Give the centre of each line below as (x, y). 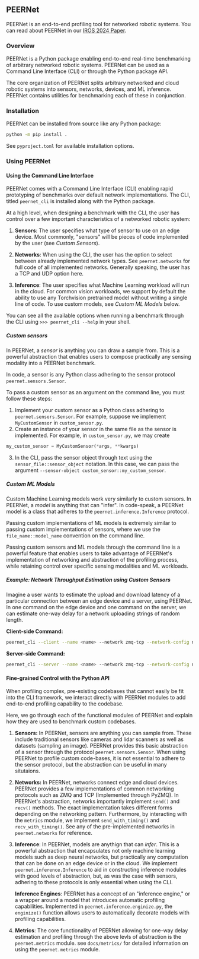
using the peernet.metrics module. (57, 949)
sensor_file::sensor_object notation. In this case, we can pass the (97, 464)
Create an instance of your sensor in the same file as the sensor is (95, 429)
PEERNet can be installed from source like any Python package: (84, 124)
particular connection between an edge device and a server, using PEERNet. (99, 601)
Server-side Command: (36, 654)
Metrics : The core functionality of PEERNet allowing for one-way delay (101, 930)
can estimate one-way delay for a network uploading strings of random (93, 613)
